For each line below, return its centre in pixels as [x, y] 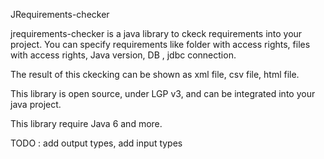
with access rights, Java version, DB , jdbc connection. [123, 55]
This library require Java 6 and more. [86, 123]
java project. [36, 104]
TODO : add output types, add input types [96, 143]
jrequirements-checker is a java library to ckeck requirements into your [156, 33]
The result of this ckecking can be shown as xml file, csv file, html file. [155, 74]
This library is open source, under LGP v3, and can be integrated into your [163, 93]
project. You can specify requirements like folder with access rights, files [160, 44]
